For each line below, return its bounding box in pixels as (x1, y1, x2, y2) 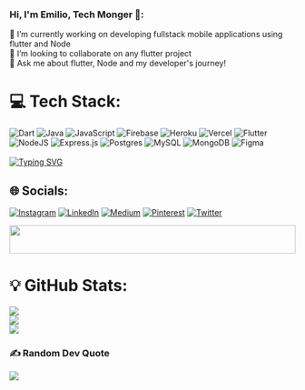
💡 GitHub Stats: (9, 275, 128, 296)
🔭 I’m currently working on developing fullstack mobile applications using (9, 29, 283, 40)
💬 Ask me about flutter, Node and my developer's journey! (9, 58, 227, 69)
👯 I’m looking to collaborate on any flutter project (9, 48, 192, 59)
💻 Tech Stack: (9, 91, 122, 112)
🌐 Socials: (9, 183, 69, 198)
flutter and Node (9, 38, 71, 49)
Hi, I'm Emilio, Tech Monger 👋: (9, 8, 144, 21)
